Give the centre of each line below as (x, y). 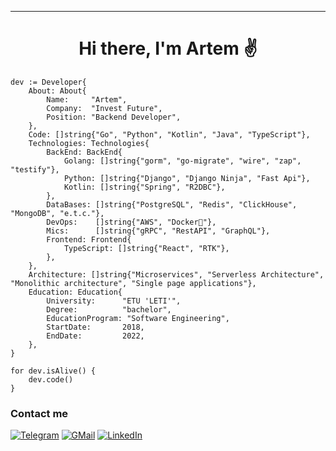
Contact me (39, 413)
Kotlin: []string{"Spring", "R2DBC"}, (144, 187)
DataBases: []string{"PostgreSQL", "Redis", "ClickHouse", (172, 204)
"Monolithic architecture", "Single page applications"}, (133, 283)
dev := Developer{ (48, 82)
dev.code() (51, 379)
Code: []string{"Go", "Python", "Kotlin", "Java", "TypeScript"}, (169, 134)
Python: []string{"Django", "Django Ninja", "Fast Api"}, (187, 178)
